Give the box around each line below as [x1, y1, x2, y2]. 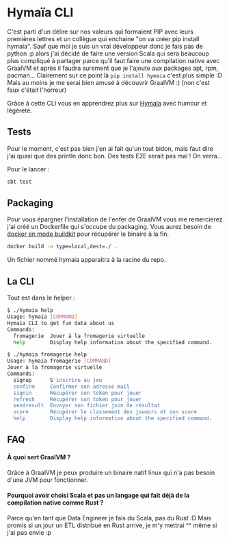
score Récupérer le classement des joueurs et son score [13, 409, 197, 415]
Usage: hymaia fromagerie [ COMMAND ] [7, 358, 111, 365]
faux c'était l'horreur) [7, 86, 67, 94]
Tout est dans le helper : [7, 293, 75, 302]
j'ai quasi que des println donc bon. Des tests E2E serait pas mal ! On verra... [7, 152, 223, 160]
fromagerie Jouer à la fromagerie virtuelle [13, 333, 146, 339]
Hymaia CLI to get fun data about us [7, 319, 115, 326]
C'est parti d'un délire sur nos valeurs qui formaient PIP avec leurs [7, 27, 193, 36]
